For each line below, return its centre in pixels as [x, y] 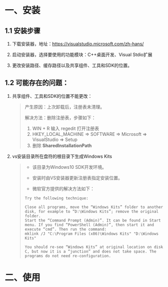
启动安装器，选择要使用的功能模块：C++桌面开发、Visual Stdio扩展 [82, 55]
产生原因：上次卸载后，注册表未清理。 [65, 106]
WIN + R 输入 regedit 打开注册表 [66, 128]
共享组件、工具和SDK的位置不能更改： [52, 96]
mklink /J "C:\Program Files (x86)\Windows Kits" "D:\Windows [92, 234]
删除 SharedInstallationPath [62, 146]
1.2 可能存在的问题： [37, 83]
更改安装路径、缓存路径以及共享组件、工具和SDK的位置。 [72, 65]
